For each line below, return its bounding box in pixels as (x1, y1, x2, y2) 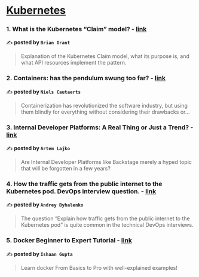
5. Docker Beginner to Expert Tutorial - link (6, 236, 133, 245)
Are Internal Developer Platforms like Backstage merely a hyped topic (20, 159, 192, 166)
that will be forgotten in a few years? (20, 165, 111, 172)
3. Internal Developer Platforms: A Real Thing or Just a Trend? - (6, 123, 194, 132)
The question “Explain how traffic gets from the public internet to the (20, 215, 190, 222)
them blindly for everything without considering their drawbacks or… (20, 108, 190, 115)
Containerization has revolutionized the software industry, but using (20, 102, 188, 109)
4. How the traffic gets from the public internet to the (6, 180, 163, 188)
